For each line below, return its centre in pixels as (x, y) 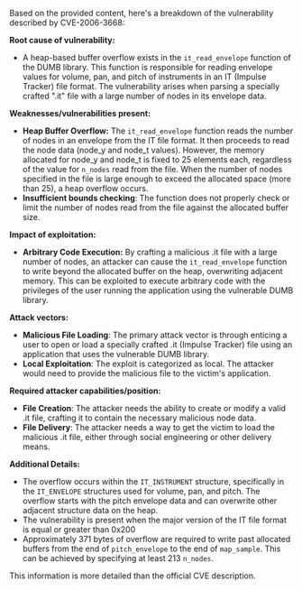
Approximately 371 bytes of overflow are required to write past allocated (156, 539)
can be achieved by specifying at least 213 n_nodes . (118, 558)
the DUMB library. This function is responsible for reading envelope (147, 67)
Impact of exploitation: (53, 235)
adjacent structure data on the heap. (90, 510)
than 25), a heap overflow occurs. (85, 188)
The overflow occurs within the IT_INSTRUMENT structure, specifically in (153, 481)
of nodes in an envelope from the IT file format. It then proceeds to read (156, 140)
